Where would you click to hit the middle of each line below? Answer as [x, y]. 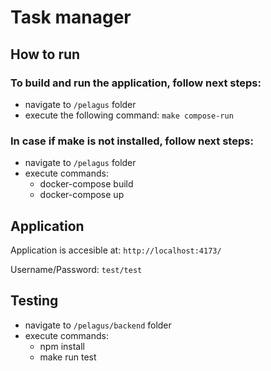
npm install [62, 346]
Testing [34, 301]
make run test [68, 357]
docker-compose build [86, 184]
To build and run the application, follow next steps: [136, 83]
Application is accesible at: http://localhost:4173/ [116, 250]
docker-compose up [82, 195]
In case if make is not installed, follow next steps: [132, 141]
